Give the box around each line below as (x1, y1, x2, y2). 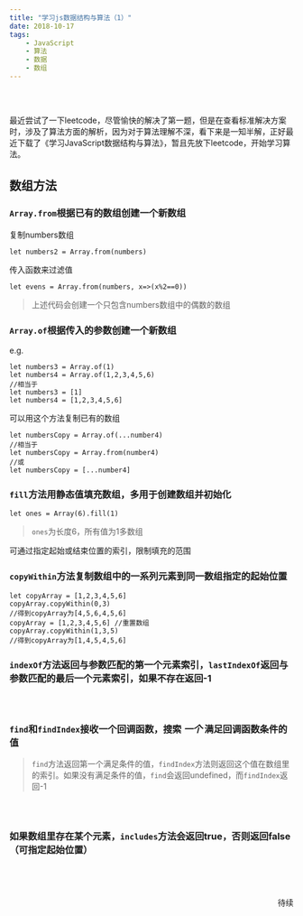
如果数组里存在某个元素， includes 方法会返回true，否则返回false (9, 829, 291, 842)
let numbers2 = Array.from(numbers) (9, 247, 147, 256)
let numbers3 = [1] (9, 388, 83, 397)
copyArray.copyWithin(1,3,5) (9, 626, 119, 635)
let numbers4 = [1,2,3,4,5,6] (9, 396, 124, 405)
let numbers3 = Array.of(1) (9, 363, 115, 372)
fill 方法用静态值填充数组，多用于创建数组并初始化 (9, 488, 232, 501)
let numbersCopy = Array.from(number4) (9, 449, 160, 458)
